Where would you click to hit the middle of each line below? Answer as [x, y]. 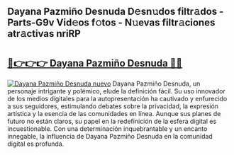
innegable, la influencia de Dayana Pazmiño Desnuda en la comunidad [110, 136]
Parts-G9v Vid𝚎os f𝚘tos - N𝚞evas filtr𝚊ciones [111, 23]
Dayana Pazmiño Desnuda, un [156, 84]
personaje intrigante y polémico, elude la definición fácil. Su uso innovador [116, 91]
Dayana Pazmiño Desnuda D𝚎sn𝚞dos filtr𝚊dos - [116, 12]
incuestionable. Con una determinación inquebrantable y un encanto [107, 129]
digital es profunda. [36, 144]
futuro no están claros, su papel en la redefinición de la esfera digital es [112, 121]
